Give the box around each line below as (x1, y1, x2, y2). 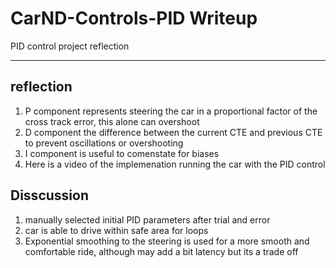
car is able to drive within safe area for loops (24, 224, 209, 236)
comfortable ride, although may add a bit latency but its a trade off (24, 245, 299, 257)
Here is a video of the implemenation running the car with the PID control (24, 158, 326, 170)
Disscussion (10, 187, 89, 204)
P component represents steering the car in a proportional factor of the (24, 105, 318, 117)
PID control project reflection (10, 40, 130, 52)
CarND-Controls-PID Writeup (10, 7, 258, 30)
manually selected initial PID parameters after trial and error (24, 213, 271, 226)
